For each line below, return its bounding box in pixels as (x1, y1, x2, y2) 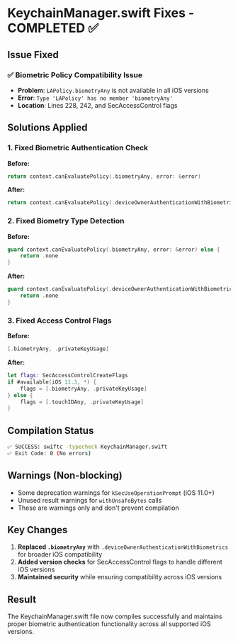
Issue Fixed (7, 48, 59, 61)
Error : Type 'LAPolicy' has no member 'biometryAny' (17, 94, 174, 102)
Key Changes (7, 524, 68, 536)
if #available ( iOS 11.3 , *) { (7, 378, 97, 386)
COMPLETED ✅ (7, 20, 99, 36)
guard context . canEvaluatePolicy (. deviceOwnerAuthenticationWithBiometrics (7, 286, 236, 293)
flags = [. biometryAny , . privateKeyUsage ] (20, 385, 147, 392)
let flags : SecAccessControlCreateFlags (7, 372, 129, 379)
